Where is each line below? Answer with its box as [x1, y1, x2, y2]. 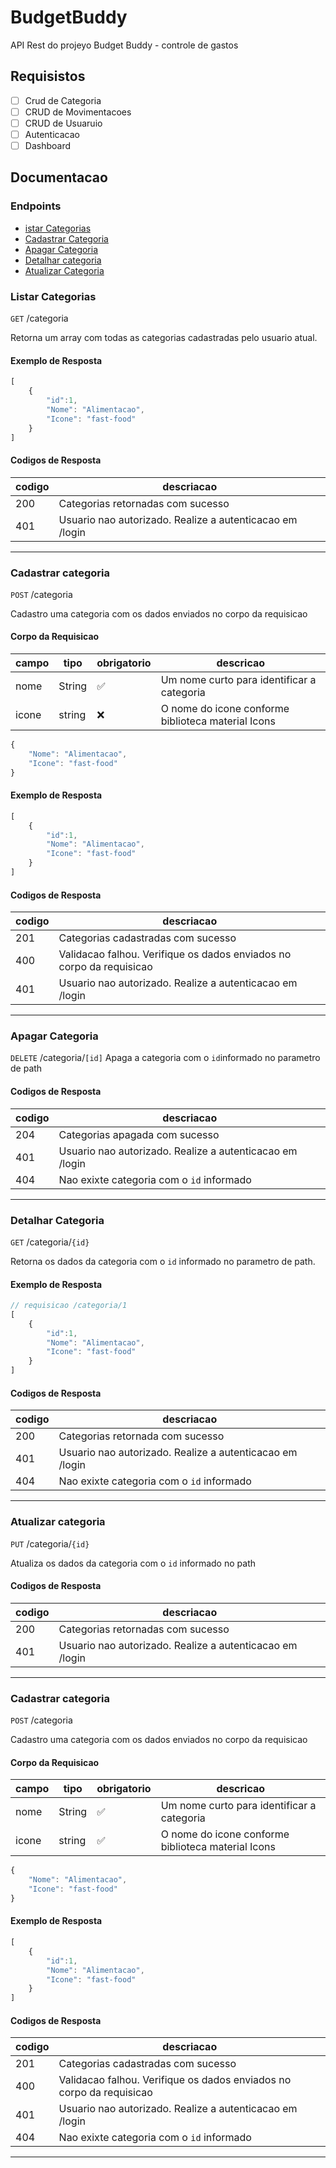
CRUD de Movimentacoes [24, 106, 132, 118]
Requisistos [10, 68, 86, 85]
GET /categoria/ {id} [10, 1236, 90, 1248]
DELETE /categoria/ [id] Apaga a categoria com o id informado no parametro [10, 1052, 321, 1064]
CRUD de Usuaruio [24, 117, 103, 129]
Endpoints [10, 199, 62, 213]
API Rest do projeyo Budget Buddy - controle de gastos [10, 39, 239, 51]
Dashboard [24, 140, 71, 151]
